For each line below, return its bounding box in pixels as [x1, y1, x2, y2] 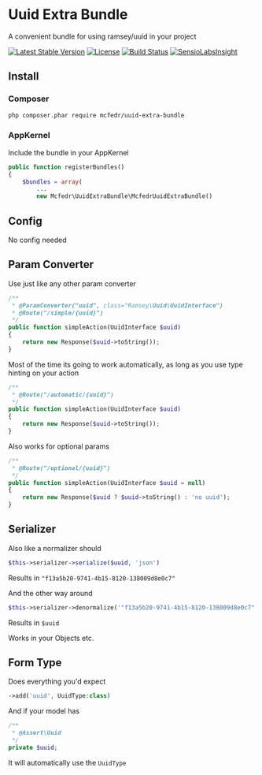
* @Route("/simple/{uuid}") [11, 309, 104, 317]
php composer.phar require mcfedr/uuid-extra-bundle [8, 111, 185, 119]
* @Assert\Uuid [11, 729, 61, 737]
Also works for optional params [8, 442, 110, 451]
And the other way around [8, 588, 93, 598]
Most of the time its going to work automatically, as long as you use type [8, 360, 244, 369]
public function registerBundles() [8, 163, 125, 171]
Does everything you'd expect [8, 676, 106, 687]
